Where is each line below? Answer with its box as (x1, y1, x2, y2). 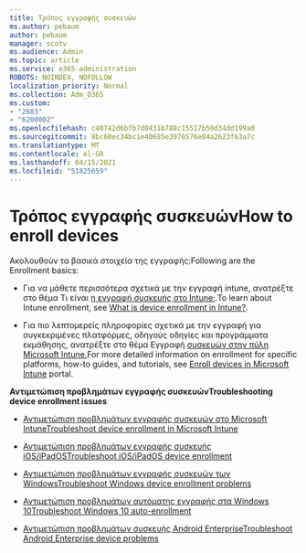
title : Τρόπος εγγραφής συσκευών (9, 13, 137, 23)
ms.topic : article (9, 56, 79, 65)
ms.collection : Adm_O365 (9, 90, 104, 99)
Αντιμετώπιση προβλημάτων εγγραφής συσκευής (22, 441, 212, 452)
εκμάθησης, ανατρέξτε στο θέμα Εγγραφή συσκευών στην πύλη (22, 339, 269, 350)
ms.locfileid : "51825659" (9, 166, 108, 175)
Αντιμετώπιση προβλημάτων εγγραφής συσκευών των (22, 468, 231, 480)
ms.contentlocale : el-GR (9, 149, 104, 158)
